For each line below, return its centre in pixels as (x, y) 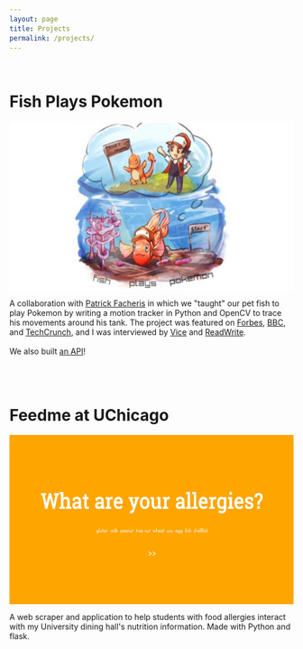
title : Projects (40, 28)
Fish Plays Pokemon (86, 102)
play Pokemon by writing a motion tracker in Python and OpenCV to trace (146, 313)
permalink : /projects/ (52, 38)
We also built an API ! (47, 351)
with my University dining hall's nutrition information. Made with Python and (150, 626)
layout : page (34, 19)
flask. (19, 636)
